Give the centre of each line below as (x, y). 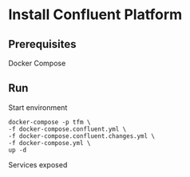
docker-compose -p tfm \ (49, 122)
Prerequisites (42, 44)
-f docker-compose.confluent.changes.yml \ (82, 136)
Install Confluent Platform (95, 15)
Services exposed (38, 164)
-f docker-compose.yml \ (49, 143)
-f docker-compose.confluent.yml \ (67, 129)
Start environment (38, 107)
